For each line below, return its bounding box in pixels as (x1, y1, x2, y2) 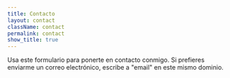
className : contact (7, 23, 65, 30)
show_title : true (7, 37, 59, 44)
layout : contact (7, 17, 55, 24)
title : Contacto (7, 10, 55, 18)
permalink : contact (7, 30, 65, 37)
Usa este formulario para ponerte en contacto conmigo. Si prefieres (7, 56, 205, 64)
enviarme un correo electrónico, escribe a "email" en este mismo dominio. (7, 63, 224, 72)
